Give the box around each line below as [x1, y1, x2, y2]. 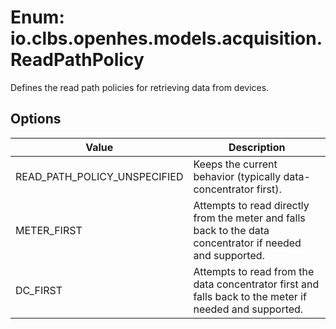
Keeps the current [193, 157, 278, 171]
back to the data [193, 223, 270, 237]
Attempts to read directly [193, 198, 310, 212]
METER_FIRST [15, 223, 83, 237]
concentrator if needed [193, 236, 302, 250]
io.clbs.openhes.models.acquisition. [10, 27, 323, 50]
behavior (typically [193, 169, 282, 183]
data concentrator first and [193, 277, 320, 291]
